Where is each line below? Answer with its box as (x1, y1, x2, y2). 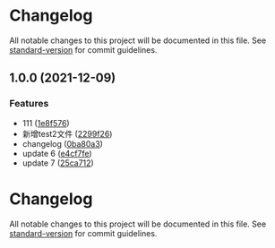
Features (9, 98, 49, 110)
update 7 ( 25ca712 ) (21, 158, 94, 168)
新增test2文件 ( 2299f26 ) (21, 128, 113, 139)
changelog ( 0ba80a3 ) (21, 138, 103, 149)
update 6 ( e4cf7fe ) (21, 148, 92, 158)
